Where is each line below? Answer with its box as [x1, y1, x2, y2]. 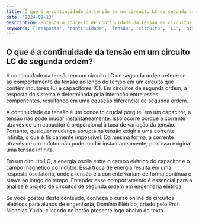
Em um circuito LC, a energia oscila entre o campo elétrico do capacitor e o [6, 158, 190, 165]
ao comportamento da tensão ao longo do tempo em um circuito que [6, 78, 174, 86]
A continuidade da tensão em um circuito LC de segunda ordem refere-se [6, 72, 186, 79]
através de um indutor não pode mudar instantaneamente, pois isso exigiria [6, 140, 191, 147]
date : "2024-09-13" [6, 14, 54, 20]
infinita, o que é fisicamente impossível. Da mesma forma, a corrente [6, 134, 174, 141]
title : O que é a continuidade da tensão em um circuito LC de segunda [6, 8, 187, 15]
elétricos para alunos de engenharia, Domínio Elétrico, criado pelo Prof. [6, 200, 181, 208]
